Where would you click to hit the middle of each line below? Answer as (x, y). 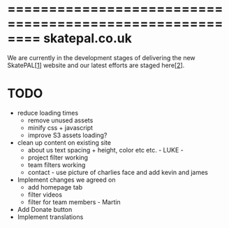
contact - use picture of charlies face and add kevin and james (118, 172)
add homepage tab (55, 187)
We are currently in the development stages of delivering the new (101, 57)
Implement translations (50, 217)
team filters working (57, 164)
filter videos (45, 194)
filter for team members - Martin (74, 202)
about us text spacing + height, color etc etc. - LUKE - (105, 150)
